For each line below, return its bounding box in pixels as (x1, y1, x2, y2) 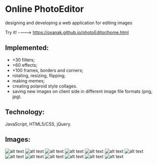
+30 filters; (12, 57, 35, 63)
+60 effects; (12, 62, 38, 68)
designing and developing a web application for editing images (5, 20, 132, 26)
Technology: (5, 108, 45, 117)
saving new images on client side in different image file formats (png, (12, 88, 153, 94)
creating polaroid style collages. (12, 83, 78, 89)
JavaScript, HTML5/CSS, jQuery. (5, 121, 72, 127)
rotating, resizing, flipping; (12, 73, 66, 79)
